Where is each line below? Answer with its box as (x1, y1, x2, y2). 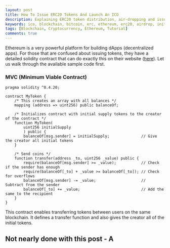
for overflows (5, 174, 35, 179)
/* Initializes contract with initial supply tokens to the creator (14, 112, 162, 117)
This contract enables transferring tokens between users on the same (5, 209, 151, 215)
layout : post (5, 7, 33, 13)
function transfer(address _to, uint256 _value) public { (14, 156, 139, 161)
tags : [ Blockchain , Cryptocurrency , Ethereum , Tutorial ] (5, 26, 128, 31)
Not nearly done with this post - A (5, 234, 114, 243)
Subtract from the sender (5, 183, 60, 188)
